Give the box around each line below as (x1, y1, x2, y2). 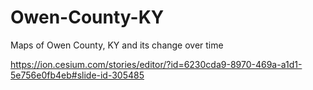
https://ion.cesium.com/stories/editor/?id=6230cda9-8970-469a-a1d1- (10, 58, 303, 70)
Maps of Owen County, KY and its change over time (10, 39, 224, 51)
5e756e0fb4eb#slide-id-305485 (10, 69, 145, 81)
